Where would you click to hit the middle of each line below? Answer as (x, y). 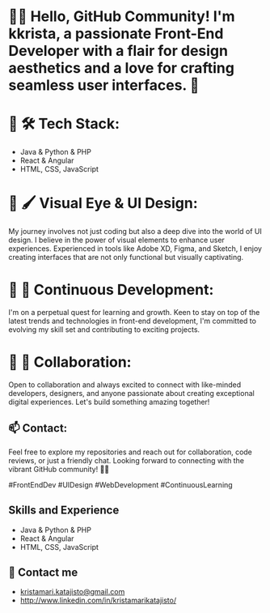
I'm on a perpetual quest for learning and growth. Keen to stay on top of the (134, 312)
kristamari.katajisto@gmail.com (72, 592)
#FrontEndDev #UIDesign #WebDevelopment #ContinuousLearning (120, 484)
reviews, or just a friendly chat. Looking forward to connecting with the (127, 460)
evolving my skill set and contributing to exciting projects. (104, 330)
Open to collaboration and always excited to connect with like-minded (125, 385)
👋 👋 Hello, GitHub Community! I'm (122, 17)
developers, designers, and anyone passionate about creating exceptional (131, 393)
